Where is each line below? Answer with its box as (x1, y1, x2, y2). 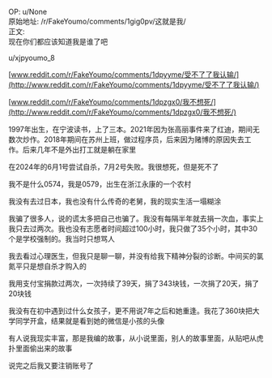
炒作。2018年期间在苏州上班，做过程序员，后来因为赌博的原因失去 (22, 135, 244, 144)
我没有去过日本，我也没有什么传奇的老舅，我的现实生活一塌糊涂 (8, 196, 221, 206)
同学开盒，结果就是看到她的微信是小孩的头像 (15, 316, 164, 325)
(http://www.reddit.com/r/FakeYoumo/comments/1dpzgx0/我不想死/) (8, 107, 237, 117)
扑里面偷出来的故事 (8, 344, 73, 353)
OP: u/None (8, 7, 47, 16)
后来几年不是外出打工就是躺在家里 (22, 145, 136, 154)
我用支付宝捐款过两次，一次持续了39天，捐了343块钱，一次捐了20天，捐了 (8, 279, 260, 288)
